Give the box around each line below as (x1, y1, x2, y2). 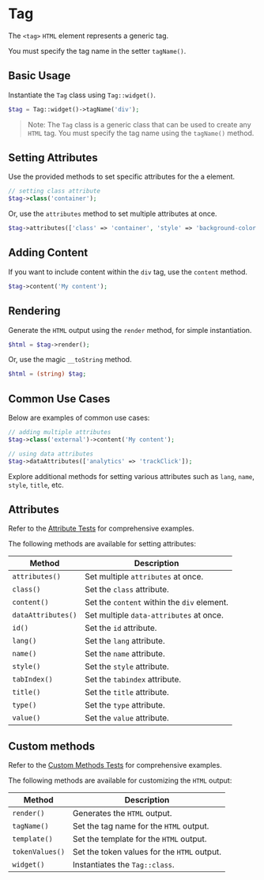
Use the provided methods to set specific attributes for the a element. (8, 172, 236, 182)
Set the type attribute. (84, 700, 165, 711)
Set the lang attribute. (84, 636, 165, 647)
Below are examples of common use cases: (8, 413, 150, 423)
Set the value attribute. (84, 712, 170, 723)
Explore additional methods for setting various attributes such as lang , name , (8, 471, 255, 481)
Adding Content (8, 246, 89, 259)
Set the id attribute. (84, 622, 157, 633)
